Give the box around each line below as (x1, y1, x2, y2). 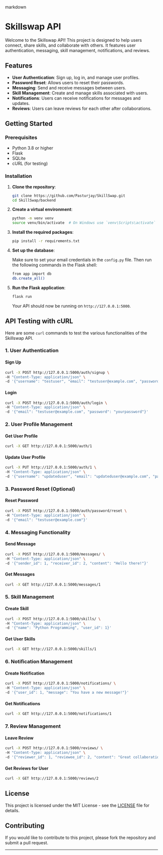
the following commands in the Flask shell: (12, 262, 98, 268)
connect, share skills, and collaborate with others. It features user (5, 42, 136, 48)
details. (5, 807, 20, 813)
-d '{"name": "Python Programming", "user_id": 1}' (5, 626, 112, 630)
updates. (12, 100, 30, 106)
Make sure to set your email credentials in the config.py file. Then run (12, 257, 152, 263)
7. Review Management (5, 723, 61, 730)
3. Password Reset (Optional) (5, 486, 75, 492)
